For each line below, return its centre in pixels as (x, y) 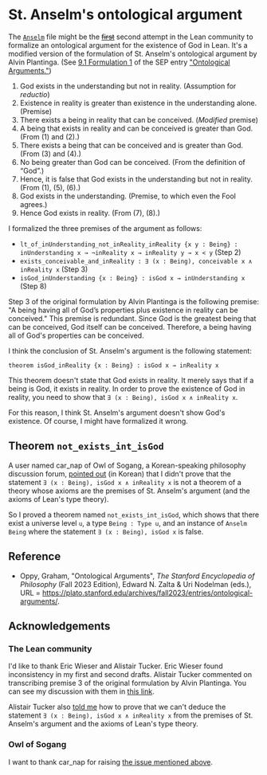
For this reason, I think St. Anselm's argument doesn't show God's (117, 413)
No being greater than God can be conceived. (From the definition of (132, 162)
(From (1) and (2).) (49, 136)
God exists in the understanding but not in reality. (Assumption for (128, 86)
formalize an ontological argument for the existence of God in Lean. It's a (128, 45)
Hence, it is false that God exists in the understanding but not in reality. (136, 179)
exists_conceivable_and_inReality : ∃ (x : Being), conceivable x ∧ (136, 261)
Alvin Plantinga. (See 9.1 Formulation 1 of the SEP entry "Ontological (119, 62)
